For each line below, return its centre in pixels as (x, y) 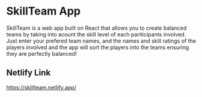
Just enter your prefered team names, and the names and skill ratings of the (101, 41)
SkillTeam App (43, 11)
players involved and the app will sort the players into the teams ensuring (98, 47)
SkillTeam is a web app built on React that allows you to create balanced (96, 28)
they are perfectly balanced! (42, 53)
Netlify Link (29, 73)
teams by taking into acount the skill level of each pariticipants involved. (96, 34)
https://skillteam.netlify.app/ (42, 87)
